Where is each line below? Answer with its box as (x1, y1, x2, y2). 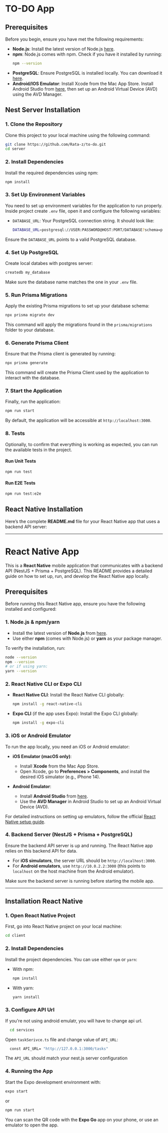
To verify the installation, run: (5, 645, 65, 651)
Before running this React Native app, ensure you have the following (5, 601, 145, 607)
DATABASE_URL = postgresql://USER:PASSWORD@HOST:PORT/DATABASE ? (12, 227, 145, 232)
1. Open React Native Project (5, 912, 76, 919)
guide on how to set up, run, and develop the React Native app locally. (5, 573, 150, 579)
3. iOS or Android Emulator (5, 732, 71, 739)
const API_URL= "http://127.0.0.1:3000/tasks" (9, 1046, 108, 1051)
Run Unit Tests (5, 458, 36, 464)
